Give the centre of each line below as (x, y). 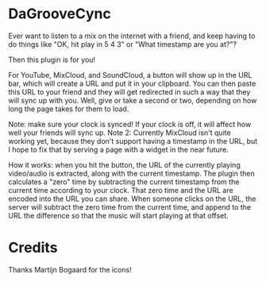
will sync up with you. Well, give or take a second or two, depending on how (133, 100)
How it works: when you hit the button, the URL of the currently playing (124, 164)
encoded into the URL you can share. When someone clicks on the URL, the (132, 199)
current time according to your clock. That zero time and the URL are (121, 190)
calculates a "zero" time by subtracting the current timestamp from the (124, 182)
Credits (33, 248)
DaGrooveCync (60, 14)
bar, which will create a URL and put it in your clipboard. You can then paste (132, 83)
